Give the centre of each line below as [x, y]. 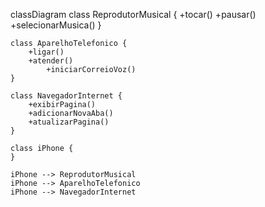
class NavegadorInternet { [66, 96]
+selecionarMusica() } [56, 25]
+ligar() [46, 52]
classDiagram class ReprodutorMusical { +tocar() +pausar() [133, 14]
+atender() [51, 61]
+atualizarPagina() [69, 122]
